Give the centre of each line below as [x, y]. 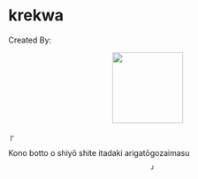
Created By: [30, 40]
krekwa [36, 16]
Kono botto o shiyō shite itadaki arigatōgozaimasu [99, 152]
